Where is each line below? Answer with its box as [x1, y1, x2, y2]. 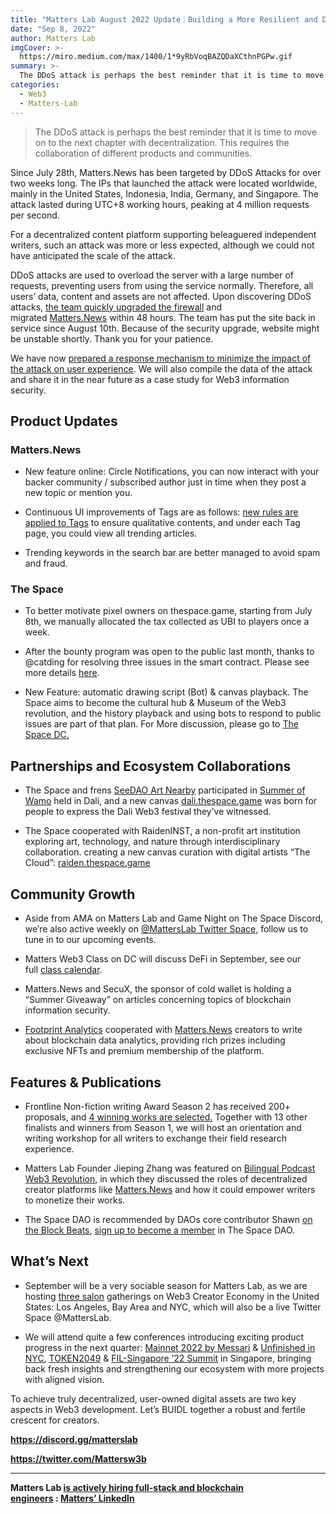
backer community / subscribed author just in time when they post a [24, 476, 307, 488]
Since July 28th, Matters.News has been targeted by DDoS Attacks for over [10, 166, 322, 178]
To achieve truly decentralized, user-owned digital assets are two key [10, 1392, 297, 1405]
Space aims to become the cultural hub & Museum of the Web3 [24, 697, 287, 709]
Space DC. [24, 729, 70, 741]
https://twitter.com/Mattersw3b [10, 1452, 147, 1465]
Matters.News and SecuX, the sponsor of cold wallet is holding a [24, 983, 292, 995]
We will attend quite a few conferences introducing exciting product [24, 1331, 305, 1343]
